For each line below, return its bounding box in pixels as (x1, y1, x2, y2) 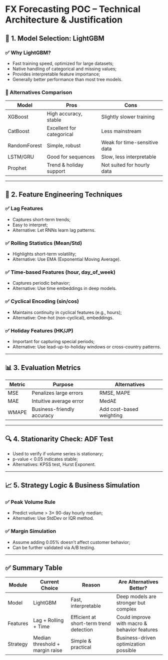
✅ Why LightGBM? (5, 49, 51, 56)
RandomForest (7, 142, 42, 149)
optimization (116, 640, 146, 647)
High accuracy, (46, 110, 82, 117)
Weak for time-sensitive (101, 139, 158, 146)
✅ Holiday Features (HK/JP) (5, 327, 73, 334)
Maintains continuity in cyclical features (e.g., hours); (12, 309, 122, 315)
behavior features (116, 626, 158, 633)
